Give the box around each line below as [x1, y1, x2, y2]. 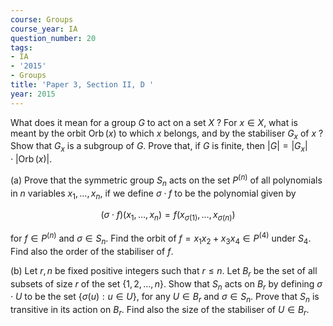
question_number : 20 [10, 33, 97, 43]
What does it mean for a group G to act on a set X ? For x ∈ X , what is [10, 116, 299, 128]
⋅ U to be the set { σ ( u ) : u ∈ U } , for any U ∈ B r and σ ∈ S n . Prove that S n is [10, 291, 320, 305]
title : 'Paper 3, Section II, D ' [10, 80, 155, 90]
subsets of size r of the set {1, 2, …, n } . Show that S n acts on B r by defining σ [10, 277, 323, 292]
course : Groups [10, 14, 74, 25]
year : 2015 [10, 89, 56, 99]
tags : [10, 42, 33, 53]
